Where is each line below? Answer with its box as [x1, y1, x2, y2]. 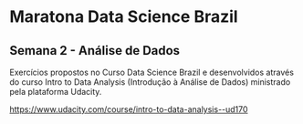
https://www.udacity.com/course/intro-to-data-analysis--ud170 [9, 104, 248, 115]
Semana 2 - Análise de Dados [9, 43, 181, 58]
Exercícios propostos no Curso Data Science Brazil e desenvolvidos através [9, 67, 295, 77]
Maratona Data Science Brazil [9, 6, 239, 27]
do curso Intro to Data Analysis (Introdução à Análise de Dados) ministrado [9, 77, 291, 88]
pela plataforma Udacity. [9, 87, 102, 97]
